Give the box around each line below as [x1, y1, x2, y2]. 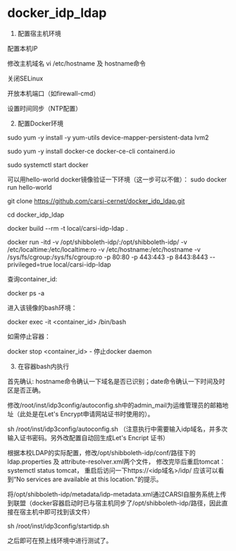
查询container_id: [7, 274, 58, 283]
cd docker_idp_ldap [7, 210, 65, 219]
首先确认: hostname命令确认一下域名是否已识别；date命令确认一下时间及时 [7, 377, 225, 385]
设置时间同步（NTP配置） [7, 104, 82, 112]
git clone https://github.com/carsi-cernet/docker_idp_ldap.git [7, 196, 185, 205]
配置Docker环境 [17, 119, 64, 128]
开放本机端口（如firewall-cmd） [7, 89, 100, 97]
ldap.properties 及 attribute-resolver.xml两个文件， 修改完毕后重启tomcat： [7, 457, 226, 466]
